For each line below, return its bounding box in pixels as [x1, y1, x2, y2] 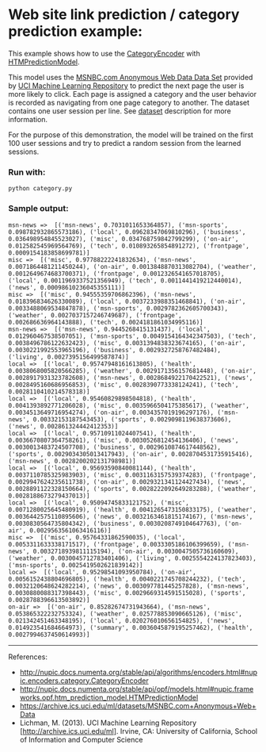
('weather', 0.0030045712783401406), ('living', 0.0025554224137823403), [8, 554, 257, 562]
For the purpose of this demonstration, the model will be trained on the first [8, 129, 253, 140]
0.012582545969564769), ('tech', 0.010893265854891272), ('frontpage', [8, 242, 249, 250]
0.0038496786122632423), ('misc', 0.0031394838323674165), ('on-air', [8, 339, 246, 347]
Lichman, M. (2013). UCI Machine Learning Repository [19, 718, 197, 727]
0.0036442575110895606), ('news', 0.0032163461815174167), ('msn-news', [8, 512, 253, 520]
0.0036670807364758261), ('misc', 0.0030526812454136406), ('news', [8, 436, 239, 444]
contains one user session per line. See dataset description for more [8, 106, 231, 116]
